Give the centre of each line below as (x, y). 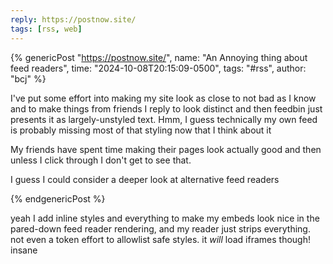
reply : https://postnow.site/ (73, 19)
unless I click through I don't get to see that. (101, 160)
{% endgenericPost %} (58, 198)
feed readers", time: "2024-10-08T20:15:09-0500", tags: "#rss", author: (158, 68)
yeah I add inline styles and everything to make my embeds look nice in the (165, 218)
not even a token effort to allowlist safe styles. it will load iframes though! (160, 239)
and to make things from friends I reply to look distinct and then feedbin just (166, 108)
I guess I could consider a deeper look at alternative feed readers (145, 179)
